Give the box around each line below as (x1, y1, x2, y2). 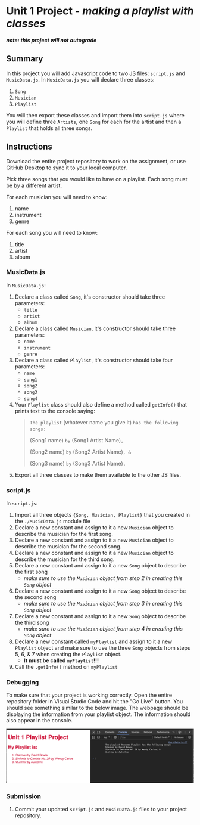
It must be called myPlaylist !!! (23, 657, 99, 664)
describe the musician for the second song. (14, 543, 122, 550)
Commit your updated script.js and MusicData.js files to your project (14, 805, 187, 812)
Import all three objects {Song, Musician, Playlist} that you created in (14, 511, 190, 519)
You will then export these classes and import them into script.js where (6, 111, 185, 119)
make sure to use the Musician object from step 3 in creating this (23, 600, 183, 607)
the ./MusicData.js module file (14, 517, 91, 525)
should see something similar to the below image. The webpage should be (6, 705, 189, 712)
